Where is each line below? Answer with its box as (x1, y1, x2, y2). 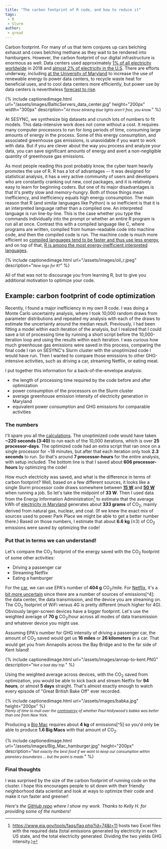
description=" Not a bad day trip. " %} (5, 661, 75, 667)
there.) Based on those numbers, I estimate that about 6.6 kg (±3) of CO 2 (5, 518, 156, 526)
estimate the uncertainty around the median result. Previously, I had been (5, 320, 156, 326)
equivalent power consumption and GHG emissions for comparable (12, 404, 150, 410)
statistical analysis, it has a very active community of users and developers (5, 174, 159, 179)
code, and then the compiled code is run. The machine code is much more (5, 232, 158, 237)
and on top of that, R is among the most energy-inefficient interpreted (5, 242, 148, 248)
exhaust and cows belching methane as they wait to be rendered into (5, 49, 147, 55)
